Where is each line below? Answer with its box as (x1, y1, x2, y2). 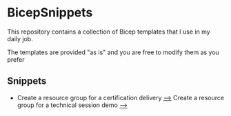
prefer (7, 55, 25, 63)
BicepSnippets (7, 5, 93, 21)
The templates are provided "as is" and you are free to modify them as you (7, 48, 219, 56)
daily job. (7, 34, 33, 43)
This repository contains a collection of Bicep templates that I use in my (7, 27, 210, 36)
